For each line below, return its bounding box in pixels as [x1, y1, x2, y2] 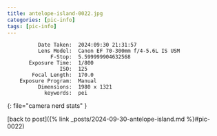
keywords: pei [43, 90, 88, 97]
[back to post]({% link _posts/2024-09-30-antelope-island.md [7, 115, 185, 124]
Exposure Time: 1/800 [28, 60, 94, 67]
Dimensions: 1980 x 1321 [37, 84, 112, 91]
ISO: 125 [59, 66, 88, 73]
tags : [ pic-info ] [7, 23, 57, 30]
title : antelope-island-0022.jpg [7, 10, 103, 17]
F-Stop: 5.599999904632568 [50, 54, 131, 60]
